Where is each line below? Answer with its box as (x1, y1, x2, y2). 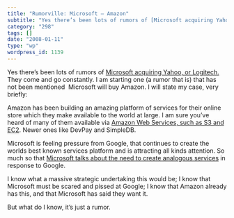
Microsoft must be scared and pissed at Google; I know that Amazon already (7, 182, 227, 190)
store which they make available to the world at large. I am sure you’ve (7, 110, 210, 119)
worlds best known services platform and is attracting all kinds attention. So (7, 146, 225, 155)
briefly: (7, 90, 28, 98)
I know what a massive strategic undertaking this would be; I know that (7, 174, 211, 183)
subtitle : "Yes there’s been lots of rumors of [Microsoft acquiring (7, 17, 214, 24)
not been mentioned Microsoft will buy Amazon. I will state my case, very (7, 83, 219, 91)
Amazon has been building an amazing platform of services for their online (7, 103, 221, 112)
